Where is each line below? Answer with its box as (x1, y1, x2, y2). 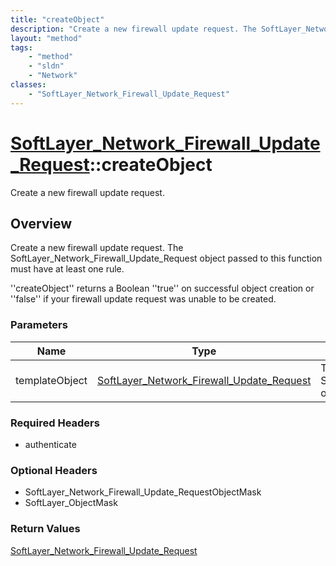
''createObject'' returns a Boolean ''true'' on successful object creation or (10, 282, 315, 295)
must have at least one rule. (10, 263, 125, 275)
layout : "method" (10, 33, 83, 43)
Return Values (10, 522, 81, 536)
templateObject (15, 373, 88, 387)
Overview (10, 215, 73, 232)
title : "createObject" (10, 14, 105, 25)
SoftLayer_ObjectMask (24, 497, 118, 509)
